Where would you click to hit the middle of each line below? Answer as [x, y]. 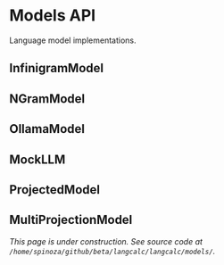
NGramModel [47, 99]
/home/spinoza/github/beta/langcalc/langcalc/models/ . [112, 251]
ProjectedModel [55, 190]
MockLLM [37, 159]
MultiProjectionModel [71, 220]
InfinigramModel [57, 68]
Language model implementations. [73, 40]
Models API [53, 16]
